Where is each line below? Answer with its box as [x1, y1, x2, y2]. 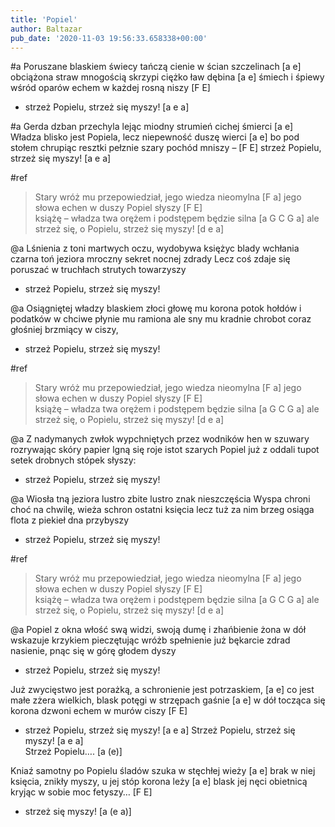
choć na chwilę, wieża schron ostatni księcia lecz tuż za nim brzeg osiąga [10, 504, 315, 516]
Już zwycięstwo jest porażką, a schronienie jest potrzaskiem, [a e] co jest [10, 684, 315, 696]
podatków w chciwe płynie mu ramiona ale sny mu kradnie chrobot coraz [10, 313, 312, 325]
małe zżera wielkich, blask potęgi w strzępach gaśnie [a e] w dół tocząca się [10, 694, 326, 706]
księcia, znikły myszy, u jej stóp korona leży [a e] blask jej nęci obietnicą [10, 776, 308, 788]
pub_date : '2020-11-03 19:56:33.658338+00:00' [10, 33, 208, 43]
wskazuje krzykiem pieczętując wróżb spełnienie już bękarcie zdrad [10, 634, 291, 646]
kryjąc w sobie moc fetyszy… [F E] [10, 786, 153, 798]
